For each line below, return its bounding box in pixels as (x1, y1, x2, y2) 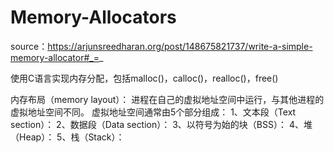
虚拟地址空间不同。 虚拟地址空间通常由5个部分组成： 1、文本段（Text (10, 106, 297, 118)
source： (10, 40, 48, 52)
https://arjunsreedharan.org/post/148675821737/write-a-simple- (47, 40, 313, 52)
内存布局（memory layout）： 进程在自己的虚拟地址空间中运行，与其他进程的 (10, 93, 325, 105)
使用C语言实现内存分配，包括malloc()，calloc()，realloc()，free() (10, 72, 279, 84)
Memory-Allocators (10, 6, 177, 29)
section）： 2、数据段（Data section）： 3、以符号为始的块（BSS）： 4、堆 (10, 118, 313, 130)
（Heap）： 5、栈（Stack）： (10, 131, 125, 143)
